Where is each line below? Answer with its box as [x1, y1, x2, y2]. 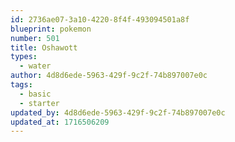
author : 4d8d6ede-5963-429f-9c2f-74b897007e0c [10, 71, 208, 81]
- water [19, 61, 52, 71]
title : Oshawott [10, 42, 78, 53]
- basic [19, 89, 52, 99]
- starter [19, 98, 60, 108]
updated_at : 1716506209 [10, 117, 110, 127]
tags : [10, 80, 33, 90]
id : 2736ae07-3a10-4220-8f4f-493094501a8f [10, 14, 190, 25]
